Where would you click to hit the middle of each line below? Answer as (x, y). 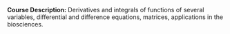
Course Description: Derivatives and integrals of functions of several (106, 10)
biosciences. (25, 24)
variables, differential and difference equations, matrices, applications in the (115, 17)
